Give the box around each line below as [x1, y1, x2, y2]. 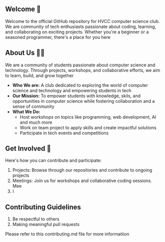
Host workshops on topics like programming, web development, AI [19, 114, 157, 120]
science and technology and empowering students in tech [12, 87, 132, 93]
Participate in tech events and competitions [19, 130, 109, 136]
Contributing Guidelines [5, 203, 81, 211]
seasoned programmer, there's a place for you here [5, 34, 111, 40]
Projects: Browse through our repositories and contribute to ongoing [12, 167, 153, 173]
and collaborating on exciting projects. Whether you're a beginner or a [5, 28, 149, 35]
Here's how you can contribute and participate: [5, 158, 102, 164]
